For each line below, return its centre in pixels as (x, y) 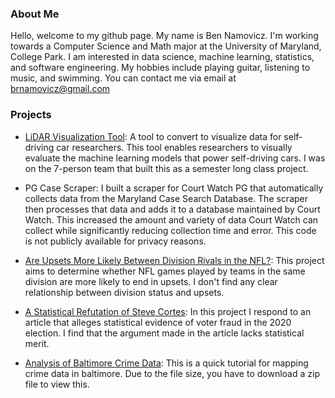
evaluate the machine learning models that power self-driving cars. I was (175, 158)
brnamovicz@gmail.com (60, 89)
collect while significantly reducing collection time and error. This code (170, 230)
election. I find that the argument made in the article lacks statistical (164, 333)
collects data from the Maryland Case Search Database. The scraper (166, 198)
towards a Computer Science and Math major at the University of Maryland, (166, 46)
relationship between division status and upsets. (124, 292)
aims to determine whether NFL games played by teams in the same (165, 271)
